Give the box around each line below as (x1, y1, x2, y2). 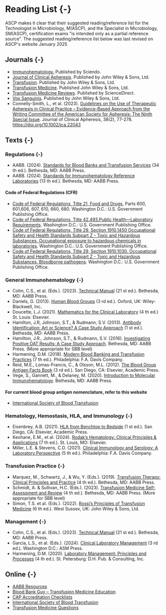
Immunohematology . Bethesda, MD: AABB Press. (12, 377, 112, 384)
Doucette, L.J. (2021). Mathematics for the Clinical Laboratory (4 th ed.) (12, 308, 159, 314)
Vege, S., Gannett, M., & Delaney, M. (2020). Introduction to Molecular (12, 372, 156, 378)
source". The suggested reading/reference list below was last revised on (5, 36, 154, 42)
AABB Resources (12, 583, 48, 589)
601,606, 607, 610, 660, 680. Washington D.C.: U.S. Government (12, 205, 143, 212)
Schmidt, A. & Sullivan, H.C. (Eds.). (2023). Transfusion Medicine (12, 484, 145, 491)
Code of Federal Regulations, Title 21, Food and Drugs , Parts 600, (12, 201, 146, 206)
